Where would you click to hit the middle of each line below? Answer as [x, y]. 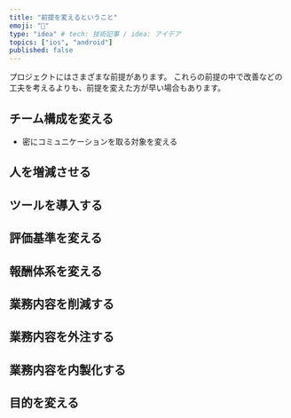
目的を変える [44, 403]
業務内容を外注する [62, 337]
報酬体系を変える [56, 271]
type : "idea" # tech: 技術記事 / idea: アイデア [95, 34]
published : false [41, 51]
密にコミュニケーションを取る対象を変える [100, 141]
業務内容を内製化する [67, 370]
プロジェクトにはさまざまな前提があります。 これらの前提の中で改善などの [146, 77]
